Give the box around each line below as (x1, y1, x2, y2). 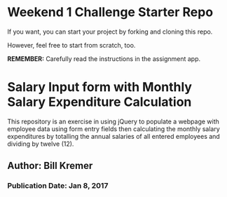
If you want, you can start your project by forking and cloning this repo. (7, 27, 213, 36)
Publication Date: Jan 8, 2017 (7, 181, 109, 191)
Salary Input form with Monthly (7, 79, 193, 95)
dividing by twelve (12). (7, 140, 74, 148)
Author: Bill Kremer (7, 160, 93, 172)
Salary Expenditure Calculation (7, 94, 192, 110)
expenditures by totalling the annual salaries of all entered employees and (7, 132, 221, 140)
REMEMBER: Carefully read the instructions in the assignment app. (7, 54, 201, 63)
